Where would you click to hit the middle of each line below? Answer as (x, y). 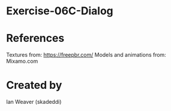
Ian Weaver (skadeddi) (34, 102)
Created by (34, 85)
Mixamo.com (22, 61)
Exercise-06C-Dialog (60, 11)
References (35, 38)
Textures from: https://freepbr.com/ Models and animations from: (86, 55)
